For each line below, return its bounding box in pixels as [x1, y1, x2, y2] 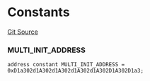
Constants [7, 4, 70, 20]
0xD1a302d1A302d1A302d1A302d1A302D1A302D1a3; [7, 68, 144, 75]
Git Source [7, 27, 39, 36]
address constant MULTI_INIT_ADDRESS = [7, 61, 125, 68]
